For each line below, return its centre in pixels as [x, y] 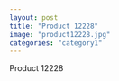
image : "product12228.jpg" [60, 34]
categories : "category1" [56, 43]
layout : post [34, 18]
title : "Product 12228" [54, 26]
